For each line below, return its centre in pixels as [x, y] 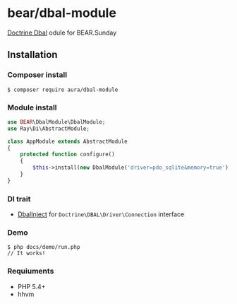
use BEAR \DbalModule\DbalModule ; [56, 122]
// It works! [26, 253]
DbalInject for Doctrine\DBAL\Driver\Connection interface [101, 214]
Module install [32, 107]
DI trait [19, 199]
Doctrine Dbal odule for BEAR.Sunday [62, 33]
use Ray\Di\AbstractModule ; [49, 129]
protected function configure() [67, 154]
